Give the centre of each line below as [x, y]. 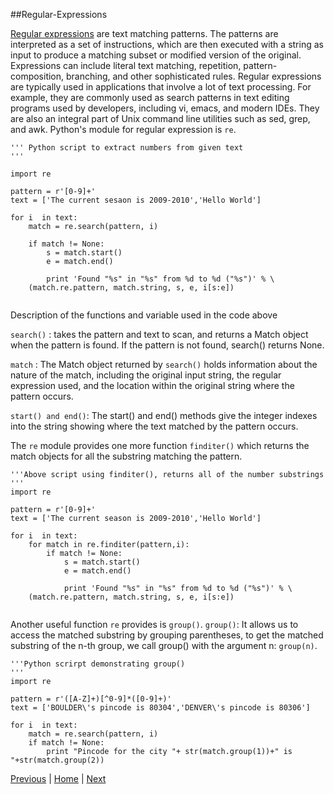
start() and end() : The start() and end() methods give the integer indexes [164, 415]
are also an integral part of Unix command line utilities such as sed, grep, [160, 118]
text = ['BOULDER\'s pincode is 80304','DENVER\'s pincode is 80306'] [160, 708]
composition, [37, 76]
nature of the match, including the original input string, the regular [146, 375]
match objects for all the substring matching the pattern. [126, 456]
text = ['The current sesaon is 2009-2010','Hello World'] [136, 200]
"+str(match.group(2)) [57, 760]
